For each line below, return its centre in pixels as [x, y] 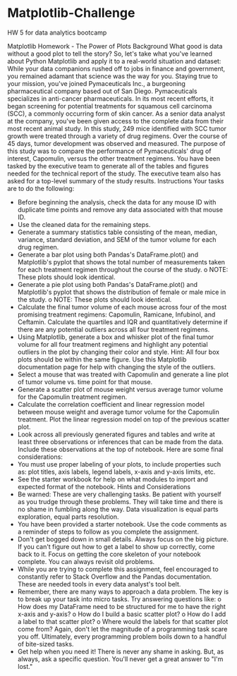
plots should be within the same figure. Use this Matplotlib [102, 359]
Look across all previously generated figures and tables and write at [116, 434]
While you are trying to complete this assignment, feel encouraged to [118, 569]
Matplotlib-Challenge [71, 13]
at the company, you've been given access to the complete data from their [116, 121]
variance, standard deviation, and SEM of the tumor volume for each [117, 239]
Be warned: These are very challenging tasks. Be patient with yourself [119, 494]
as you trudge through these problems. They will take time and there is [120, 501]
